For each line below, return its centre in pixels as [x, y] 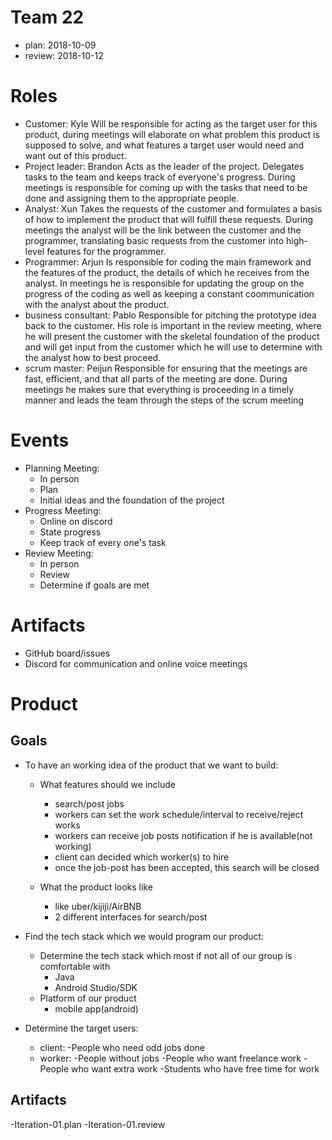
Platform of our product [88, 998]
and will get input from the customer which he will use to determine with [173, 347]
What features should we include [107, 784]
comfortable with [75, 966]
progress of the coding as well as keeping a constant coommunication [169, 293]
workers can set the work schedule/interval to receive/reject [179, 814]
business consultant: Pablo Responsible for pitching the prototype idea [170, 315]
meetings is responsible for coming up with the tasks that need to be [166, 187]
